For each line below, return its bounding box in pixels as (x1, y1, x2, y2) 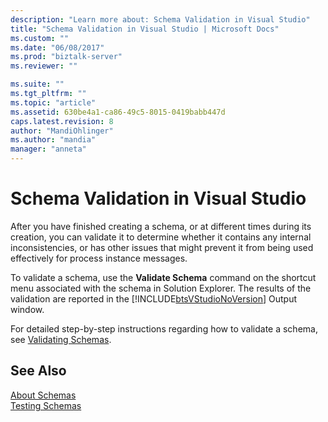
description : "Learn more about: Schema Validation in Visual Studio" (10, 14, 311, 25)
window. (10, 303, 45, 315)
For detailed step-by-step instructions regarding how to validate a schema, (10, 322, 318, 335)
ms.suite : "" (10, 79, 65, 90)
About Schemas (10, 389, 77, 401)
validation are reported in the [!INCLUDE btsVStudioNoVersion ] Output (10, 292, 298, 305)
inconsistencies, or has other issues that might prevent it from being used (10, 241, 314, 253)
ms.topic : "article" (10, 97, 97, 108)
